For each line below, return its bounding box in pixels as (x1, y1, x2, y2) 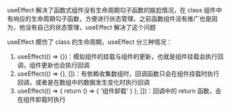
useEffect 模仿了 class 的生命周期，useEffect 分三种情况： (7, 38, 173, 46)
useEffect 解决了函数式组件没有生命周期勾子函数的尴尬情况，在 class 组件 (7, 6, 216, 14)
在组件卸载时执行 (16, 96, 66, 103)
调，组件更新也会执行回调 (16, 61, 90, 69)
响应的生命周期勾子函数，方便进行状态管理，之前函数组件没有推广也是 (12, 14, 211, 23)
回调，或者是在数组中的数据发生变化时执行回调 (16, 78, 150, 86)
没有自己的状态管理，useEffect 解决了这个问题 (25, 23, 157, 31)
